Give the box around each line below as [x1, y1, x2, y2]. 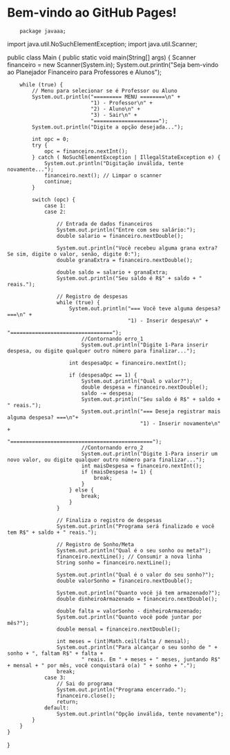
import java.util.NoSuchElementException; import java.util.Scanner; [7, 39, 198, 48]
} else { [68, 486, 95, 494]
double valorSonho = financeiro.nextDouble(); [56, 577, 193, 584]
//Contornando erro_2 [81, 444, 144, 451]
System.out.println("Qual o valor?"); [81, 377, 193, 384]
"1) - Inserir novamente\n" [140, 420, 221, 427]
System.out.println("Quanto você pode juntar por [56, 613, 202, 620]
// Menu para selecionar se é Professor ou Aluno [32, 87, 178, 94]
